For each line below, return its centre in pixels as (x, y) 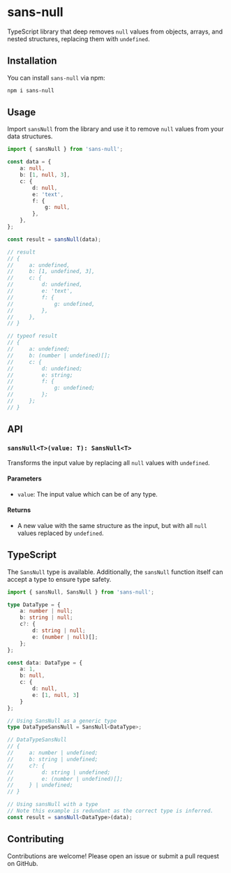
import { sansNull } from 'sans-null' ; (65, 149)
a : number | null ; (46, 611)
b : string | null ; (46, 618)
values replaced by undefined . (60, 533)
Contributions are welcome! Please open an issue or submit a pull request (113, 856)
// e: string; (40, 375)
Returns (19, 510)
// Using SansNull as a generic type (62, 721)
